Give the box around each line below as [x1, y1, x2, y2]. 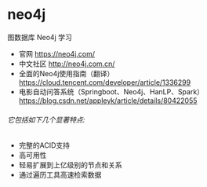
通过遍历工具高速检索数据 [18, 170, 102, 180]
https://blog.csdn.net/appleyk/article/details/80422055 [18, 96, 198, 105]
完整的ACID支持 [18, 141, 71, 150]
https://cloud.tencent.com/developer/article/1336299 [18, 77, 191, 87]
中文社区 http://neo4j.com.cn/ [18, 59, 115, 68]
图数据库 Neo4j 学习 [7, 32, 72, 42]
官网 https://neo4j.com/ [18, 49, 96, 58]
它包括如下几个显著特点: [7, 115, 85, 124]
